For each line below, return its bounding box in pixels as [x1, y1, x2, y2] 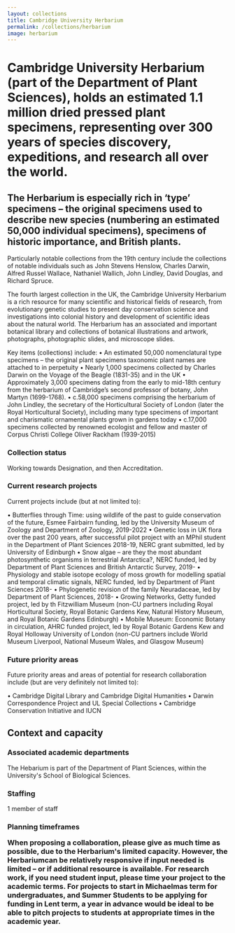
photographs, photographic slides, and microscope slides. [7, 335, 175, 343]
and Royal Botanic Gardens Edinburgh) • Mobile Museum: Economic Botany [7, 614, 226, 623]
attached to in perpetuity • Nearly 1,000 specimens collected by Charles [7, 364, 216, 372]
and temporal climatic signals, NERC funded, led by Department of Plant [7, 577, 215, 586]
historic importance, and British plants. [7, 235, 182, 247]
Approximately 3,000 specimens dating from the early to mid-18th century [7, 378, 222, 387]
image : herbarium [7, 29, 58, 37]
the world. [7, 164, 69, 180]
